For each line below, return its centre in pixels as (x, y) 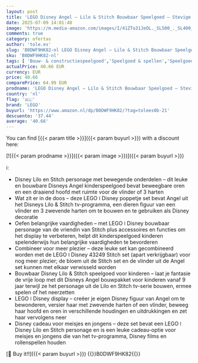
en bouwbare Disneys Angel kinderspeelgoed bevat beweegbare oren (100, 186)
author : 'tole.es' (29, 45)
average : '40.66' (27, 122)
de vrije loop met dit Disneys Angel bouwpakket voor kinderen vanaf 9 (100, 280)
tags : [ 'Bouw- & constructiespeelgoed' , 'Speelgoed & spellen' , (87, 61)
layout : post (22, 12)
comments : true (25, 34)
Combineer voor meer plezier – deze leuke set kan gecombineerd (94, 248)
